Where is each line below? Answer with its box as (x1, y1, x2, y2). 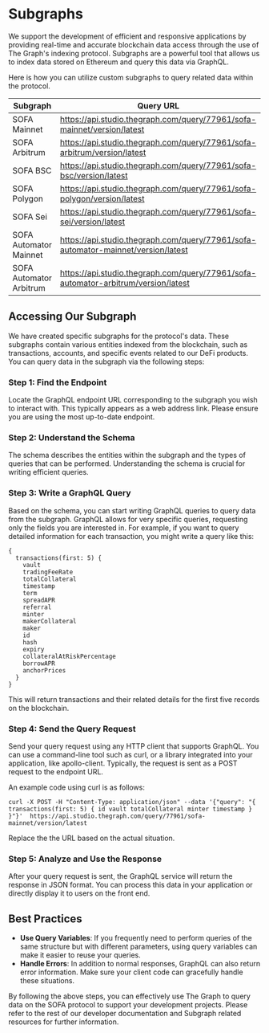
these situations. (19, 976, 74, 986)
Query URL (137, 100, 180, 111)
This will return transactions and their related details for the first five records (8, 694, 260, 704)
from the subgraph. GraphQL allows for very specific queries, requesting (8, 514, 248, 524)
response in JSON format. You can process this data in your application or (8, 880, 254, 890)
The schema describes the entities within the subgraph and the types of (8, 451, 247, 460)
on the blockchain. (8, 703, 70, 712)
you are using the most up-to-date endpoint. (8, 412, 155, 422)
